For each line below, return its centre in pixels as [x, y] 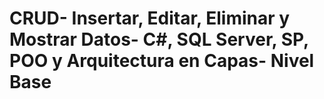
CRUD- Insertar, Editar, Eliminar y [150, 18]
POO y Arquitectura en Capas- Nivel [162, 61]
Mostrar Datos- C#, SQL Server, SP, [159, 39]
